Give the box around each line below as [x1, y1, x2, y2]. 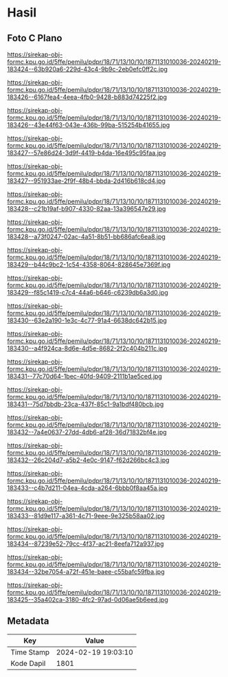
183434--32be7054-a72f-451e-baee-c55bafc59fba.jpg [7, 568, 165, 575]
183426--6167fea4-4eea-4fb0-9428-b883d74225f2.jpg [7, 93, 167, 101]
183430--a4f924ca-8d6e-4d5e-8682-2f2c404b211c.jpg [7, 344, 168, 352]
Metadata [7, 615, 49, 627]
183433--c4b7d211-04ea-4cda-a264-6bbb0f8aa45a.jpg [7, 484, 168, 492]
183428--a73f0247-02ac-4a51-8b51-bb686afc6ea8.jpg [7, 232, 166, 241]
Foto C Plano [7, 32, 62, 44]
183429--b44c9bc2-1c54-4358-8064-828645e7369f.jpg [7, 260, 170, 269]
